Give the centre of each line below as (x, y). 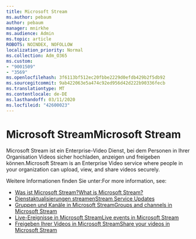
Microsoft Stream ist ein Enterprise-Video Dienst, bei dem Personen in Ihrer (98, 151)
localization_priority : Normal (45, 50)
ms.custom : (20, 61)
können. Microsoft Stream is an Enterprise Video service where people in (95, 163)
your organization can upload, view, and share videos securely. (83, 170)
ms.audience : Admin (30, 34)
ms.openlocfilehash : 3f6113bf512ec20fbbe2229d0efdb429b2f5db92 (86, 77)
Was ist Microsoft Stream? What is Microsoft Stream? (79, 192)
